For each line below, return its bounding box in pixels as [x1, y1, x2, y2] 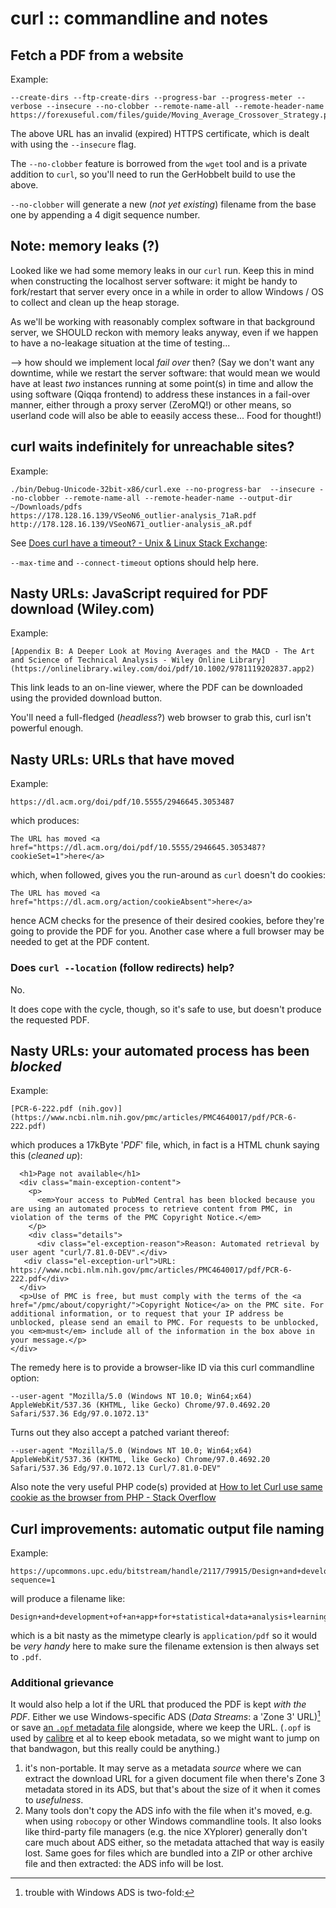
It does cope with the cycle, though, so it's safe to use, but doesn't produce [10, 1003, 322, 1015]
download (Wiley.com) [10, 601, 155, 618]
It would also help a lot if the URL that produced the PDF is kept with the [10, 1698, 307, 1711]
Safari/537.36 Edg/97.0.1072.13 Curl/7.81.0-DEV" [10, 1463, 222, 1474]
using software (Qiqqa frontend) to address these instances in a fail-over [10, 388, 311, 400]
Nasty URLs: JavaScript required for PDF [10, 585, 269, 602]
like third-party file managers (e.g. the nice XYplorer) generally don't [24, 1826, 308, 1838]
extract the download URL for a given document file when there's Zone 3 [24, 1773, 326, 1785]
